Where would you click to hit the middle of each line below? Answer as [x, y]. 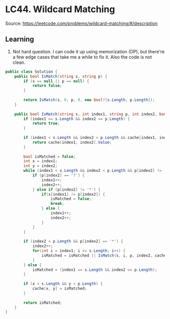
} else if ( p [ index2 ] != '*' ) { [66, 189]
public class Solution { [31, 72]
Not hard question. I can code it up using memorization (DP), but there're [89, 51]
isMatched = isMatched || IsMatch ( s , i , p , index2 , [97, 255]
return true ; [46, 123]
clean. [19, 62]
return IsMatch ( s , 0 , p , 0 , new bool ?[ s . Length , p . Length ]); [89, 100]
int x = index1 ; [40, 161]
